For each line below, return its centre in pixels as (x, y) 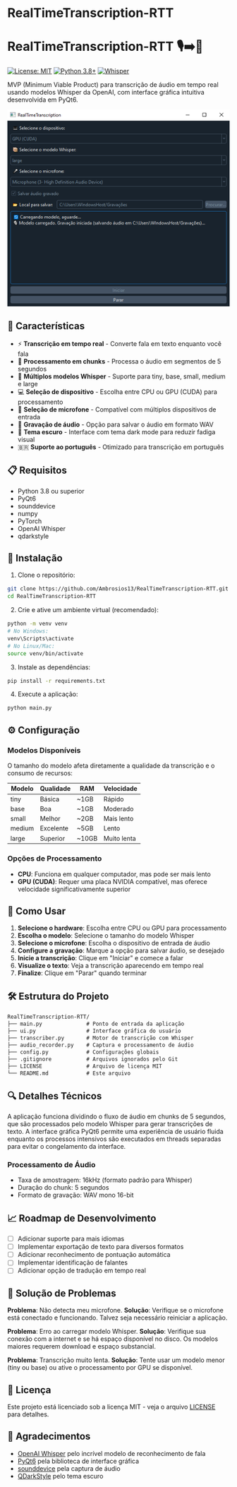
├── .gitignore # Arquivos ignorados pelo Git (93, 1059)
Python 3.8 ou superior (51, 491)
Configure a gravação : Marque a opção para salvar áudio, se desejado (121, 950)
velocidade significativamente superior (74, 889)
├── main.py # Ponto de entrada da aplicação (96, 1024)
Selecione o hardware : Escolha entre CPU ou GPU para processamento (122, 928)
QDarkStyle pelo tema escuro (60, 1476)
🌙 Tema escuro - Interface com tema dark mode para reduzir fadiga (116, 431)
